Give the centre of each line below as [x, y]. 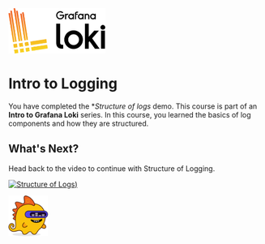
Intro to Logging [63, 84]
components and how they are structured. [79, 123]
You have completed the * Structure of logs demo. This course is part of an [133, 106]
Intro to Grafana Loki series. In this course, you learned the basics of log [130, 114]
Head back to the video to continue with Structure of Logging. [112, 168]
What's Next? [44, 149]
